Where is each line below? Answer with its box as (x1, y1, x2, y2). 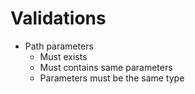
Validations (10, 7, 107, 30)
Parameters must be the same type (39, 72, 185, 84)
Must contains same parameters (39, 61, 173, 73)
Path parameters (24, 40, 94, 52)
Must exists (39, 50, 88, 62)
